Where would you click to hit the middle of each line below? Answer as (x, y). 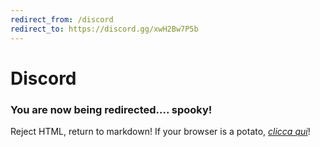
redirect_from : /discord (62, 19)
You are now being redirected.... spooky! (111, 109)
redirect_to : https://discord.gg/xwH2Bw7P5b (104, 29)
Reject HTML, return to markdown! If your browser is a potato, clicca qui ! (160, 131)
